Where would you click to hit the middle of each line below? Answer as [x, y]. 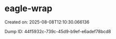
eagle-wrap [28, 9]
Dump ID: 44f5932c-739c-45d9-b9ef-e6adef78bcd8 [58, 31]
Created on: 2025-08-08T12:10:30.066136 [47, 22]
